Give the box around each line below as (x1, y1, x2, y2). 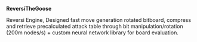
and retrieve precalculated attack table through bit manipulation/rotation (6, 23, 183, 30)
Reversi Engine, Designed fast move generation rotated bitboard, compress (6, 17, 192, 23)
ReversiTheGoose (6, 5, 52, 12)
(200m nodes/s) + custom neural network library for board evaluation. (6, 29, 179, 36)
